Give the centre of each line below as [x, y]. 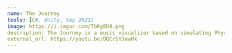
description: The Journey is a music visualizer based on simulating [109, 33]
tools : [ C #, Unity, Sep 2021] [51, 20]
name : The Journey [33, 13]
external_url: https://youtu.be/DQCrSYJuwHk [72, 39]
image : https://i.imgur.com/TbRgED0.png [66, 26]
